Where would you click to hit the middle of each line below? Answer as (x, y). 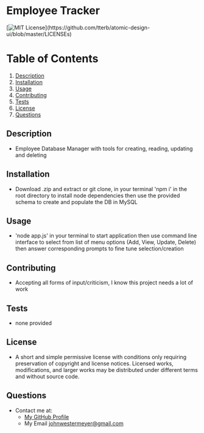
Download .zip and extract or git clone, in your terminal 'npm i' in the (101, 189)
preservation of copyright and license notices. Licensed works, (94, 363)
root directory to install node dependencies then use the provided (97, 195)
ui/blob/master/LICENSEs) (39, 34)
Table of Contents (52, 59)
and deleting (31, 155)
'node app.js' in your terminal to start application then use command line (106, 236)
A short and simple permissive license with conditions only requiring (101, 357)
